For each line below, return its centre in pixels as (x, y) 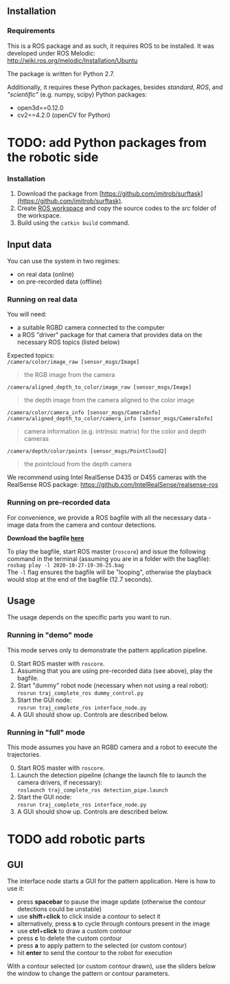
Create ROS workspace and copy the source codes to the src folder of (117, 208)
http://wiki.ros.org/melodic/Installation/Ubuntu (72, 60)
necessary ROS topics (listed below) (68, 342)
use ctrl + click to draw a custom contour (74, 930)
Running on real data (42, 299)
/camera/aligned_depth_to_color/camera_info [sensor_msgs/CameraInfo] (110, 419)
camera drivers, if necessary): (60, 782)
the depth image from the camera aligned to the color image (109, 400)
